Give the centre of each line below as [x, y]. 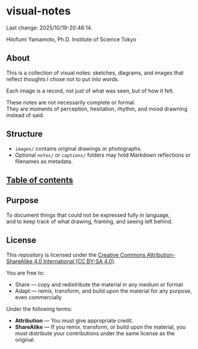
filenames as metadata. [44, 161]
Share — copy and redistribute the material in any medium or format [99, 284]
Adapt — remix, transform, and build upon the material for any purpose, [103, 291]
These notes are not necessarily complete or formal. [71, 102]
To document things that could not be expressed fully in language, [88, 215]
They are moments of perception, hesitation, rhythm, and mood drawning [97, 109]
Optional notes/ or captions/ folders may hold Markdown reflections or [103, 155]
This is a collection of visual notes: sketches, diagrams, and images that [95, 73]
